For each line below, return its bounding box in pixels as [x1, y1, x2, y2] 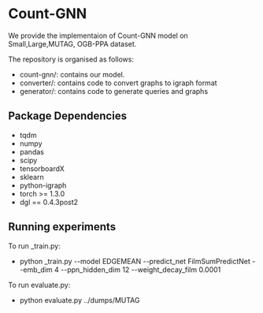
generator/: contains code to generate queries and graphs [19, 86, 209, 95]
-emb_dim [19, 265, 53, 274]
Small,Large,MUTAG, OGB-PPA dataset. [8, 39, 137, 48]
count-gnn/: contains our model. [19, 69, 125, 79]
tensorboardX [19, 163, 65, 173]
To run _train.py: [8, 241, 61, 251]
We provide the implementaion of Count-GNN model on [8, 31, 189, 40]
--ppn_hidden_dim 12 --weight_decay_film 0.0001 [60, 265, 221, 274]
